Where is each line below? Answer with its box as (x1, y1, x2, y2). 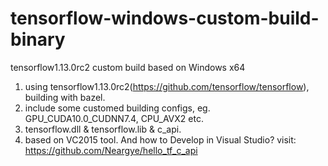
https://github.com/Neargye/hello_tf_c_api (24, 144, 198, 156)
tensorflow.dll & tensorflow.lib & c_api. (24, 123, 182, 135)
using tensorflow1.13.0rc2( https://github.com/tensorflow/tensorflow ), (24, 80, 310, 92)
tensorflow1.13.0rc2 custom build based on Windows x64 (10, 61, 246, 73)
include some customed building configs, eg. (24, 102, 211, 114)
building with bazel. (24, 91, 106, 103)
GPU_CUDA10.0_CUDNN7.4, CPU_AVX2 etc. (24, 112, 204, 124)
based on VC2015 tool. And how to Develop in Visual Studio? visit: (24, 133, 297, 146)
